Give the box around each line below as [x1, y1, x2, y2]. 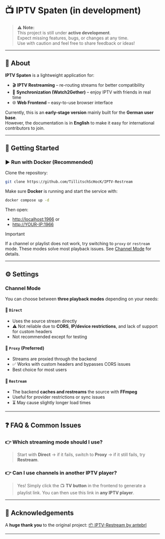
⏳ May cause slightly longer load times [12, 400, 91, 406]
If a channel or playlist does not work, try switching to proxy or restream [5, 241, 150, 247]
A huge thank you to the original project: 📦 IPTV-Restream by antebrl [5, 522, 147, 528]
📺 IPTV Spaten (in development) [5, 5, 141, 16]
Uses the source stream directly [12, 318, 77, 324]
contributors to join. [5, 125, 45, 131]
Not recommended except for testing [12, 334, 87, 340]
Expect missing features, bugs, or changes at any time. [17, 35, 129, 41]
